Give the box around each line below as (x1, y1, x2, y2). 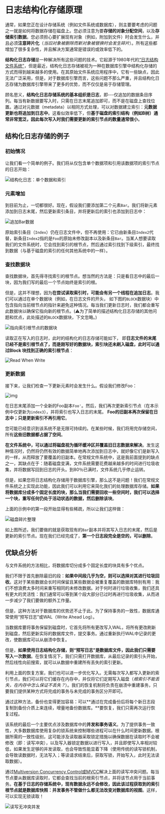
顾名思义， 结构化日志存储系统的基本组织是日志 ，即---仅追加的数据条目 (5, 91, 148, 97)
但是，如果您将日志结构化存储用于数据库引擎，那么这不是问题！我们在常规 (5, 477, 155, 483)
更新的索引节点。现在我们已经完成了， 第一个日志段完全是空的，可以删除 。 (5, 533, 155, 538)
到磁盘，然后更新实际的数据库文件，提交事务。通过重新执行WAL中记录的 (5, 631, 152, 637)
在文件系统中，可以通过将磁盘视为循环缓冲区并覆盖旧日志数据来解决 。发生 (5, 442, 155, 448)
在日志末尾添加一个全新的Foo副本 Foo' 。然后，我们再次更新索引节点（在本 (5, 402, 155, 408)
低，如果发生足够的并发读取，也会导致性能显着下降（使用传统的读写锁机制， (5, 746, 160, 752)
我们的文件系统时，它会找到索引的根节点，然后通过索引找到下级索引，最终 (5, 241, 155, 247)
